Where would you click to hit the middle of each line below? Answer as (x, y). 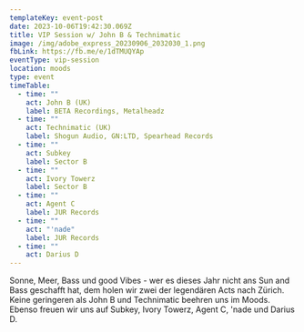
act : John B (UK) (59, 102)
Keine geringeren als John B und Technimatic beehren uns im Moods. (140, 300)
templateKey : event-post (56, 18)
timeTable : (30, 86)
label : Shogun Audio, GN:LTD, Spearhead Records (120, 136)
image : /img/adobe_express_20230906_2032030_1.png (107, 43)
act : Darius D (52, 255)
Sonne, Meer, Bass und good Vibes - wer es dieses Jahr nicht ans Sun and (150, 281)
